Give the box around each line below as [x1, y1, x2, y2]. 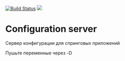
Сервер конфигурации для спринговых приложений [5, 40, 120, 46]
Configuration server [5, 23, 97, 35]
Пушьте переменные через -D [5, 50, 73, 56]
